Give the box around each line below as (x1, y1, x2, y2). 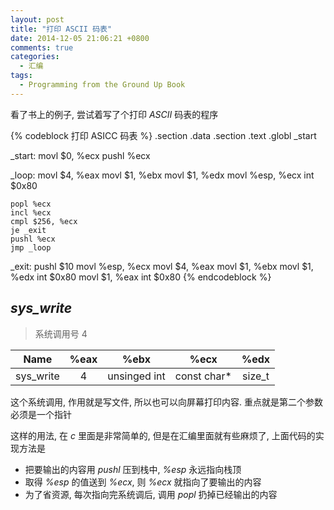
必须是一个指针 (10, 408, 72, 420)
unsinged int (107, 369, 166, 383)
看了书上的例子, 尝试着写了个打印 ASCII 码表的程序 (10, 108, 219, 120)
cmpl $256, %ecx (10, 216, 78, 226)
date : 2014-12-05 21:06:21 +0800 (10, 33, 150, 43)
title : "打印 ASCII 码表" (10, 24, 113, 34)
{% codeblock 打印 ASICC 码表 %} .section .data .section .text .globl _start (10, 129, 317, 141)
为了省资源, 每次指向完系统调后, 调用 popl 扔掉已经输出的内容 (24, 488, 278, 500)
